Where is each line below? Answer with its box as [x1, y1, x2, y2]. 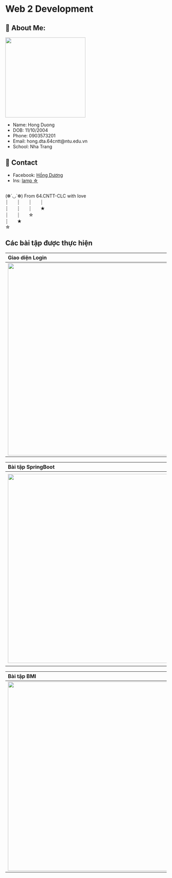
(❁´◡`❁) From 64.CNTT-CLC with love [5, 193, 87, 199]
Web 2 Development [5, 3, 94, 15]
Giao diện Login [8, 254, 47, 261]
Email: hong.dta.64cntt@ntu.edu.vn [12, 138, 88, 144]
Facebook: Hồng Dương [12, 172, 63, 178]
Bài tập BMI [8, 672, 37, 680]
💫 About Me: [5, 24, 46, 32]
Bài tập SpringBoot [8, 463, 55, 470]
